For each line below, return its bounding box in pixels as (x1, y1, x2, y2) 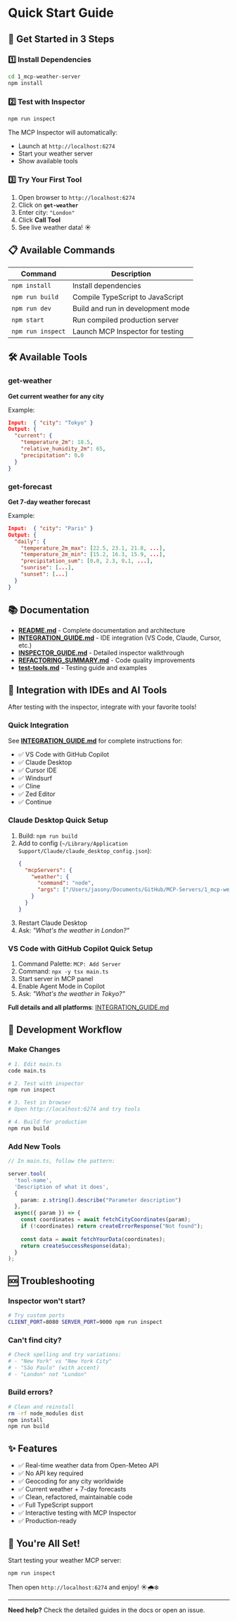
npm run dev (11, 304, 52, 313)
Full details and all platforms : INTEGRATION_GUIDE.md (8, 1003, 169, 1011)
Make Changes (8, 1045, 60, 1054)
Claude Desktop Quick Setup (8, 815, 108, 825)
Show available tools (18, 156, 78, 165)
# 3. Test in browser (8, 1099, 72, 1106)
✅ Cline (18, 781, 41, 790)
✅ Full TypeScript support (18, 1501, 94, 1509)
